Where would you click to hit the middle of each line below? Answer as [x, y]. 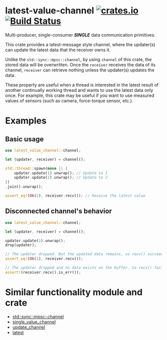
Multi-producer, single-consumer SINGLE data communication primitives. [80, 35]
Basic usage [24, 139]
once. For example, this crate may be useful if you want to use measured [80, 95]
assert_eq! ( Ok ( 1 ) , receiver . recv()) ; [44, 259]
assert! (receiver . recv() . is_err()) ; [43, 272]
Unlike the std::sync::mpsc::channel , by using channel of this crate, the [79, 59]
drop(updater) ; [21, 245]
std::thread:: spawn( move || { [37, 168]
